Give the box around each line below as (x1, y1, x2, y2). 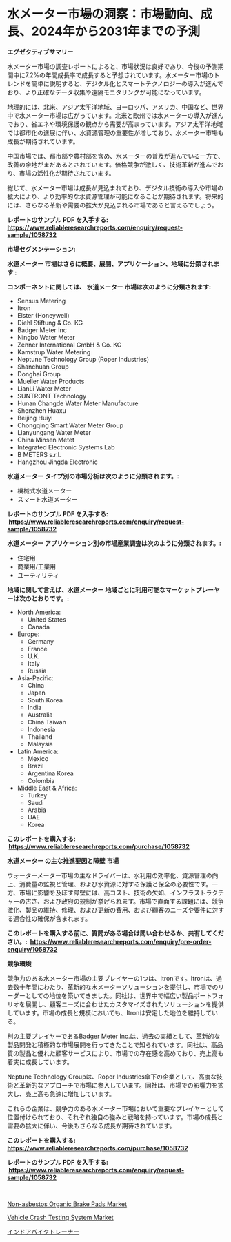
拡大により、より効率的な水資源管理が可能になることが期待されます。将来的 (7, 192, 224, 201)
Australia (27, 711, 53, 719)
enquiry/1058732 (7, 945, 58, 953)
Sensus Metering (17, 296, 66, 305)
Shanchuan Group (17, 363, 69, 371)
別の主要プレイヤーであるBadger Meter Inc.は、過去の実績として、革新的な (7, 1032, 221, 1040)
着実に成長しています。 (7, 1057, 74, 1066)
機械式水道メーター (17, 487, 72, 495)
